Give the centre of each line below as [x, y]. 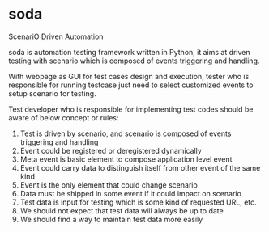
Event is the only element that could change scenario [109, 185]
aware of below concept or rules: [64, 117]
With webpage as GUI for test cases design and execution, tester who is [129, 76]
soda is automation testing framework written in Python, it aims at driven [129, 52]
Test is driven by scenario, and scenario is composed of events [126, 133]
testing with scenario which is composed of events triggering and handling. [134, 61]
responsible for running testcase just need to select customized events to [131, 85]
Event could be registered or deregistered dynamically [111, 150]
